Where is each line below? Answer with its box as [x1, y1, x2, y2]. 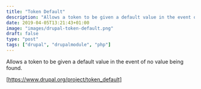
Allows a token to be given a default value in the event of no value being [6, 58, 184, 65]
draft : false [6, 31, 39, 37]
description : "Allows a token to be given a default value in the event [6, 14, 191, 20]
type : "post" [6, 36, 39, 42]
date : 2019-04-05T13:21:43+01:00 [6, 20, 90, 26]
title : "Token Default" [6, 8, 66, 15]
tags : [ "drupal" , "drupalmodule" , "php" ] [6, 42, 111, 48]
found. [6, 64, 23, 71]
